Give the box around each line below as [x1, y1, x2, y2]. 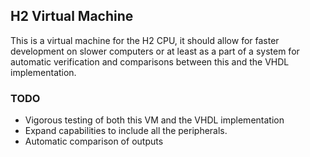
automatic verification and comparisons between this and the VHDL [10, 55, 290, 68]
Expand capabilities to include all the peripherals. [24, 125, 228, 137]
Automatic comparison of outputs [24, 135, 164, 148]
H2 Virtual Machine [10, 8, 134, 25]
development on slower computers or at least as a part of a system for [10, 45, 300, 57]
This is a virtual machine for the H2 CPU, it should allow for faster [10, 34, 280, 46]
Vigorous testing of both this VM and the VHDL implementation [24, 114, 285, 126]
